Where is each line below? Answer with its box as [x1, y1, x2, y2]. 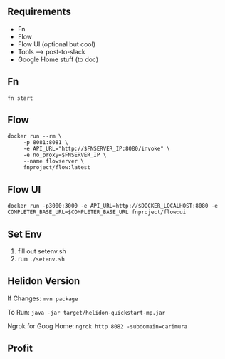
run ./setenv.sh [17, 255, 66, 263]
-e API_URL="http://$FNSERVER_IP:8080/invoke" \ [23, 146, 171, 153]
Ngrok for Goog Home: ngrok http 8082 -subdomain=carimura [7, 321, 188, 330]
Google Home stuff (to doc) [17, 55, 99, 64]
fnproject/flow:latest [23, 164, 91, 171]
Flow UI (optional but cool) [17, 39, 96, 49]
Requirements [7, 6, 71, 18]
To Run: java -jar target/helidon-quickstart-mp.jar [7, 308, 166, 316]
